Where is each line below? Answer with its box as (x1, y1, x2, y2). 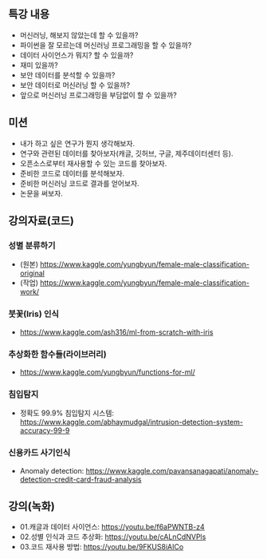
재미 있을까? (19, 60, 58, 69)
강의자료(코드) (8, 214, 74, 228)
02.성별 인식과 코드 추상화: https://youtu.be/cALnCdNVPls (19, 532, 206, 541)
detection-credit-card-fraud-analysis (19, 474, 142, 484)
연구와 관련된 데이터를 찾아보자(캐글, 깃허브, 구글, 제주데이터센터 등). (19, 149, 234, 158)
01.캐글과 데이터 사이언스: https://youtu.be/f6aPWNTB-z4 (19, 522, 205, 532)
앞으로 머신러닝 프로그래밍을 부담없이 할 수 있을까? (19, 90, 177, 100)
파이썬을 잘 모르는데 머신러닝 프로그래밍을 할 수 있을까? (19, 40, 192, 50)
